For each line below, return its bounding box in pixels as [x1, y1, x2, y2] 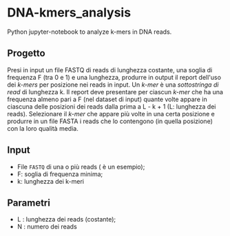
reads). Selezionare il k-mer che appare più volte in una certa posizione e [7, 109, 215, 118]
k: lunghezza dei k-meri [17, 177, 85, 185]
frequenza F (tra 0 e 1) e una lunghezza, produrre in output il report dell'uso [7, 73, 222, 81]
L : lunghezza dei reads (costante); [17, 215, 116, 224]
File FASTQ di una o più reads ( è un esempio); [17, 162, 145, 171]
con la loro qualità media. [7, 124, 79, 132]
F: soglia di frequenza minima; [17, 170, 103, 178]
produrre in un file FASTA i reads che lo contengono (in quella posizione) [7, 117, 213, 125]
